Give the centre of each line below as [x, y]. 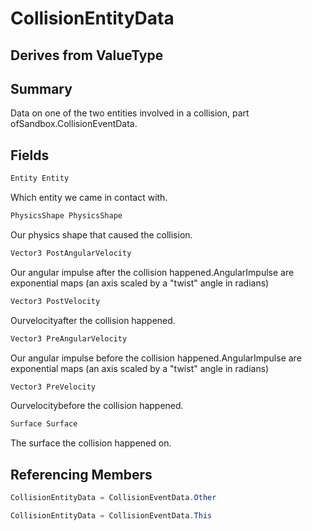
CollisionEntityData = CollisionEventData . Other [113, 498]
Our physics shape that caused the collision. [101, 234]
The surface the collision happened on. [91, 443]
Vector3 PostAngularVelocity [71, 253]
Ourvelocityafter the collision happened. [93, 320]
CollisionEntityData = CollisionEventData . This [111, 516]
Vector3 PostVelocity [55, 301]
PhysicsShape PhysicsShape [66, 216]
